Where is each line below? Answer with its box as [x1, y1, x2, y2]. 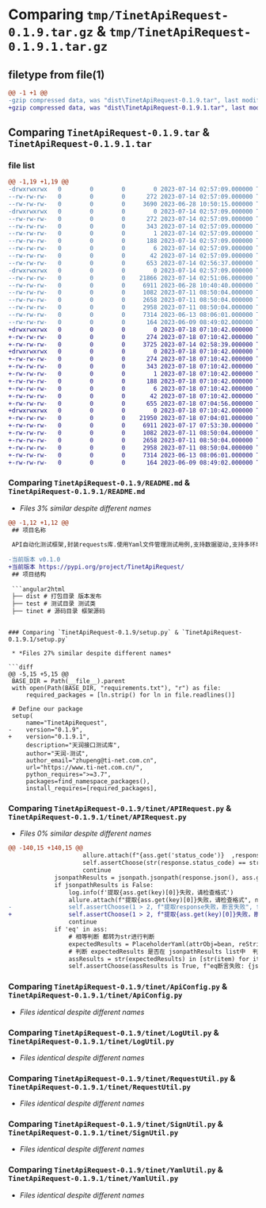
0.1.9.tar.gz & [8, 22, 107, 41]
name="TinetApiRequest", [25, 719, 108, 728]
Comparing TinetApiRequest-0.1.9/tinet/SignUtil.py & [8, 1118, 224, 1129]
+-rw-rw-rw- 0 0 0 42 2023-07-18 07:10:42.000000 [8, 392, 253, 400]
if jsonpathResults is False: [54, 881, 154, 889]
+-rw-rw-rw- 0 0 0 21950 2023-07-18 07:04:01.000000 [8, 415, 253, 423]
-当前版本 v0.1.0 [8, 556, 61, 564]
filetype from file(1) [8, 68, 105, 81]
